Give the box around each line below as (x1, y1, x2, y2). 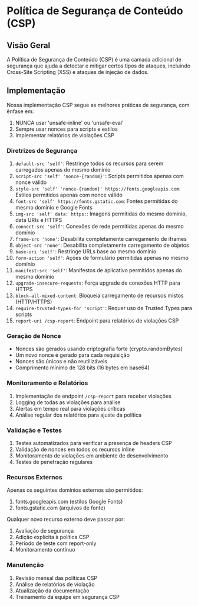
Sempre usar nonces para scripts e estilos (15, 125, 118, 133)
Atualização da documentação (15, 587, 90, 594)
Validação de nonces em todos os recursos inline (15, 446, 135, 453)
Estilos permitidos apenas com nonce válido (15, 191, 123, 199)
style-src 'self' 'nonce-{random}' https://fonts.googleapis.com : (15, 185, 181, 192)
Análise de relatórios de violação (15, 581, 95, 588)
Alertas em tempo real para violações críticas (15, 405, 126, 412)
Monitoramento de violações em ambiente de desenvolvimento (15, 452, 169, 459)
